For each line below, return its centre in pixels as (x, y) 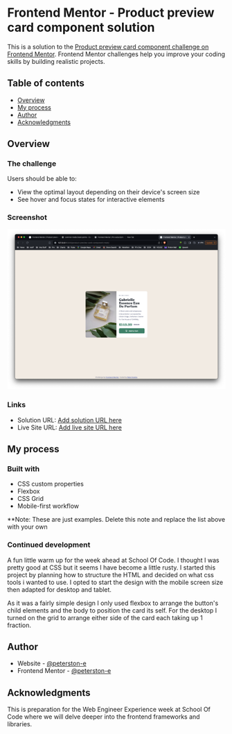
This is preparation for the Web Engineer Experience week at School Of (109, 710)
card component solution (81, 27)
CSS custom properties (51, 484)
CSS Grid (30, 499)
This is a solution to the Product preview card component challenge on (108, 46)
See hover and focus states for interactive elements (91, 200)
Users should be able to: (42, 179)
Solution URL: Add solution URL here (70, 420)
